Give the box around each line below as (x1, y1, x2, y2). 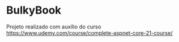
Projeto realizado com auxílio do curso (6, 23, 102, 30)
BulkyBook (6, 4, 62, 17)
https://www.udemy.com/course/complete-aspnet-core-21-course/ (6, 29, 173, 36)
